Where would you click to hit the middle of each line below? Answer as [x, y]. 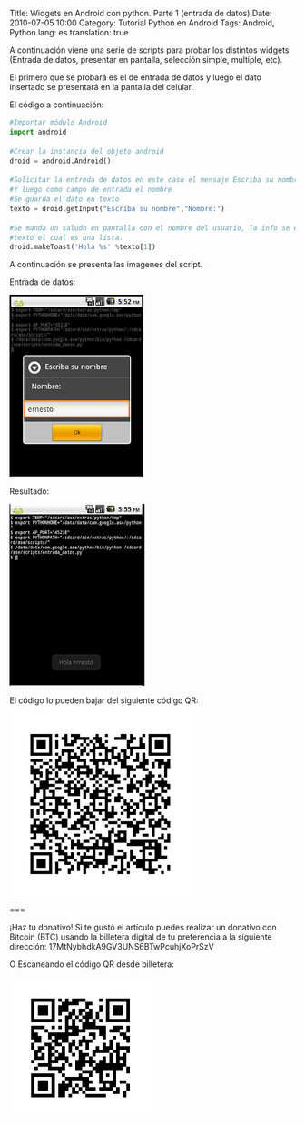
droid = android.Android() [60, 161]
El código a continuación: [57, 105]
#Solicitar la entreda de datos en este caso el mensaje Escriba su [142, 180]
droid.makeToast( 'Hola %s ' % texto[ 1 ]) [83, 247]
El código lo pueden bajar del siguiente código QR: [104, 700]
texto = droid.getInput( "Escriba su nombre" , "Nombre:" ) [117, 208]
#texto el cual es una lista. [67, 237]
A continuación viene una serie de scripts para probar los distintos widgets [149, 50]
